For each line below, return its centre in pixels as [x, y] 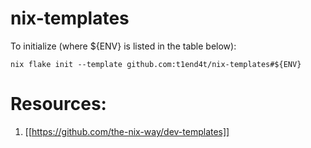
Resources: [58, 104]
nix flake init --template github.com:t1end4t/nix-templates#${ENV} [156, 64]
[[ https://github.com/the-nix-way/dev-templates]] [127, 131]
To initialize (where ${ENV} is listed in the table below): [123, 46]
